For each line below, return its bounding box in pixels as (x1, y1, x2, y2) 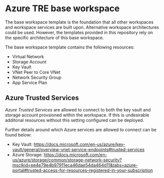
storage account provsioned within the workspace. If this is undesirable (5, 112, 149, 118)
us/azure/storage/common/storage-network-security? (12, 157, 122, 163)
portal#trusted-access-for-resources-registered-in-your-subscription (12, 167, 153, 173)
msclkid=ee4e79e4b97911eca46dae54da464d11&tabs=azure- (12, 162, 138, 168)
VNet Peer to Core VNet (12, 69, 61, 75)
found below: (5, 132, 32, 137)
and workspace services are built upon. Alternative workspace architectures (5, 24, 159, 30)
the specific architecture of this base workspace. (5, 35, 104, 41)
